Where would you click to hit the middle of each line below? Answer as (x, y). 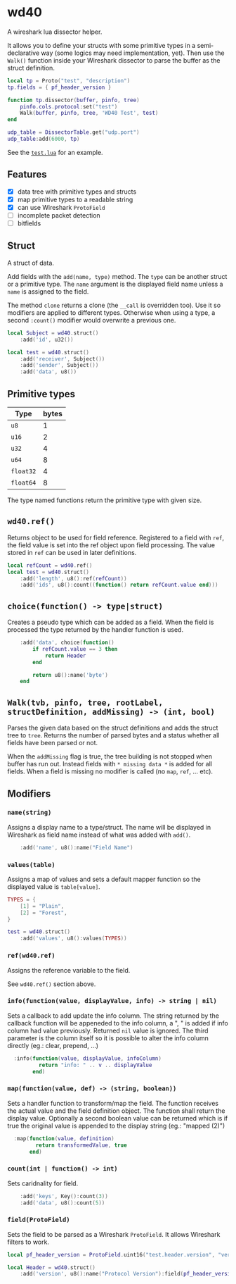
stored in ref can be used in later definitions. (72, 552)
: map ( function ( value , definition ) (64, 1138)
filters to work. (28, 1242)
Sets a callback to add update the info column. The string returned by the (113, 1016)
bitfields (29, 223)
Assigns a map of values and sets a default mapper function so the (104, 879)
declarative (24, 53)
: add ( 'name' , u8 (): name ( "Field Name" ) (77, 847)
